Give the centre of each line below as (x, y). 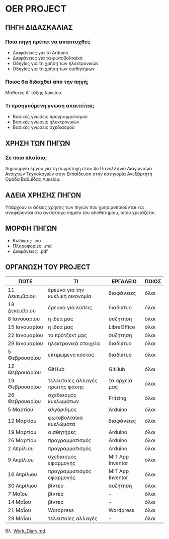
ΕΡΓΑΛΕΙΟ (124, 281)
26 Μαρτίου (22, 440)
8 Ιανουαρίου (24, 319)
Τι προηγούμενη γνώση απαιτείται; (50, 106)
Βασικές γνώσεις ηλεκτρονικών (46, 122)
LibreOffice (122, 327)
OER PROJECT (36, 9)
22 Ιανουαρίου (25, 335)
